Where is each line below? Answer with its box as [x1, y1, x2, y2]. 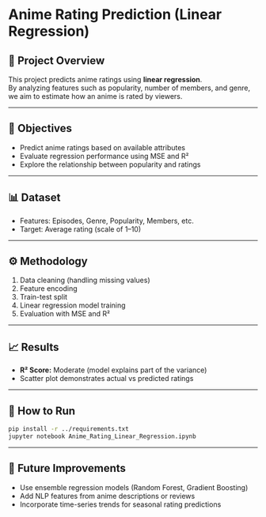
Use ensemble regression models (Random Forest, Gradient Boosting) [19, 482, 249, 492]
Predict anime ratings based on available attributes [19, 142, 186, 152]
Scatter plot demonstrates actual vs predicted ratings [19, 374, 194, 383]
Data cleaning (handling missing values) [19, 275, 150, 285]
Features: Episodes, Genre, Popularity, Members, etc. [19, 216, 194, 225]
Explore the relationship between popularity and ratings [19, 160, 201, 169]
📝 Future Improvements [8, 462, 127, 475]
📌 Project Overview [8, 54, 105, 67]
